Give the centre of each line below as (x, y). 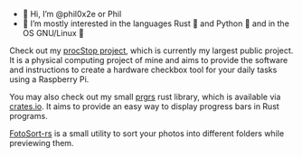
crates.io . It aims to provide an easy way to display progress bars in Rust (145, 106)
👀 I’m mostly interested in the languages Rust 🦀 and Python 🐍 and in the (156, 23)
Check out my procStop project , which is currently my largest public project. (151, 51)
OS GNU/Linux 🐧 (53, 33)
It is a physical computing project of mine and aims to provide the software (149, 60)
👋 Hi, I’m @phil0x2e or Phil (72, 14)
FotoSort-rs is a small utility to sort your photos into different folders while (147, 134)
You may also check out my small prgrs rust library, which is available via (145, 97)
